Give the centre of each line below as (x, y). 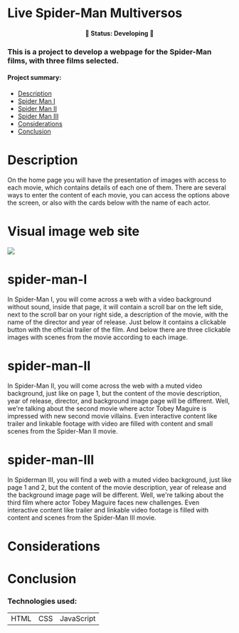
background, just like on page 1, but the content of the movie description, (115, 393)
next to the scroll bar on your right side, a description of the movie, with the (118, 314)
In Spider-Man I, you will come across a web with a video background (110, 299)
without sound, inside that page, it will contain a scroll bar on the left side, (115, 307)
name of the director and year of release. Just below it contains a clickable (117, 321)
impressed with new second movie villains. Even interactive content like (112, 416)
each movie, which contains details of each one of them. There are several (117, 187)
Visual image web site (74, 231)
